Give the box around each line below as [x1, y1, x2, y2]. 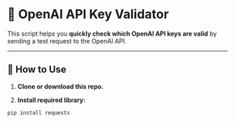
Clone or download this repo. [17, 82, 104, 90]
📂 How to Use [7, 64, 66, 75]
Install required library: [17, 96, 86, 104]
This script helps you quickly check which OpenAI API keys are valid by [7, 29, 217, 38]
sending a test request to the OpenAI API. [7, 36, 127, 45]
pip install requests [7, 109, 71, 116]
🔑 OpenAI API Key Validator [7, 6, 169, 22]
